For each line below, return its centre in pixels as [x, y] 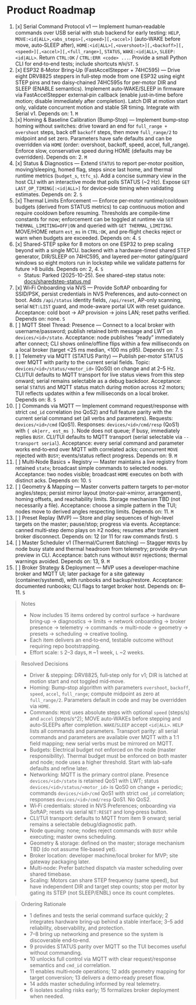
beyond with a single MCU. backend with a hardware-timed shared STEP [102, 250]
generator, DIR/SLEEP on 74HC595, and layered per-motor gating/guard [101, 256]
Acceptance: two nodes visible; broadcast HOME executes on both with [99, 474]
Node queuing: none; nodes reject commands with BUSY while [103, 830]
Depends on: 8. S [36, 399]
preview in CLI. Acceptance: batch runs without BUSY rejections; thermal [101, 555]
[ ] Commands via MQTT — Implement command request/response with [102, 406]
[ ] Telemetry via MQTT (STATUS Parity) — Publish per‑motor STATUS [99, 356]
